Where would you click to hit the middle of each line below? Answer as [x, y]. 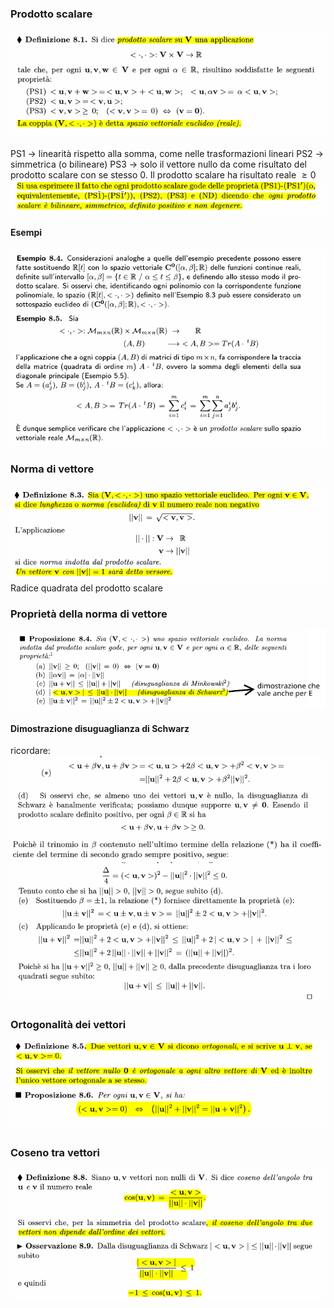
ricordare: [30, 751]
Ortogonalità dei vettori [68, 1024]
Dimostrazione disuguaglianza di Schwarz [100, 728]
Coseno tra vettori [55, 1153]
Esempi [26, 233]
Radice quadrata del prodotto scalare [86, 588]
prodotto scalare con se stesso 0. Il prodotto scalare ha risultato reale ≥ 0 [163, 175]
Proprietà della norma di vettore [89, 614]
